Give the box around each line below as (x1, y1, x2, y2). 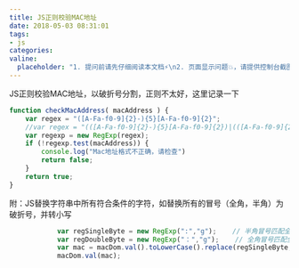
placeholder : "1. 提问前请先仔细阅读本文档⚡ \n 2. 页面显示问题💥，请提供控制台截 (17, 63, 287, 72)
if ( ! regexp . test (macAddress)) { (25, 139, 149, 148)
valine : (9, 54, 38, 63)
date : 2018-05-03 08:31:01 (9, 21, 109, 30)
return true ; (25, 172, 74, 181)
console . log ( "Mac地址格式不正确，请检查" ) (41, 148, 186, 157)
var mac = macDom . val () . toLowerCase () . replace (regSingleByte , (56, 243, 293, 252)
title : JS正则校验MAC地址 (9, 12, 98, 22)
